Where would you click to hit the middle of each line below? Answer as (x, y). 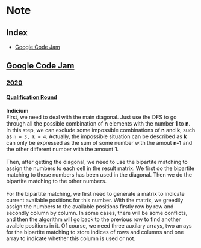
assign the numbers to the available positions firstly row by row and (90, 206)
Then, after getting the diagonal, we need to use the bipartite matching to (97, 162)
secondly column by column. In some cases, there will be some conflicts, (97, 213)
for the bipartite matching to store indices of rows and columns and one (95, 232)
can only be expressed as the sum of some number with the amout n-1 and (99, 142)
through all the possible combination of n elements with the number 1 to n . (98, 123)
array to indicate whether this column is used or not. (71, 238)
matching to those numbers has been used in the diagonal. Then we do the (99, 174)
